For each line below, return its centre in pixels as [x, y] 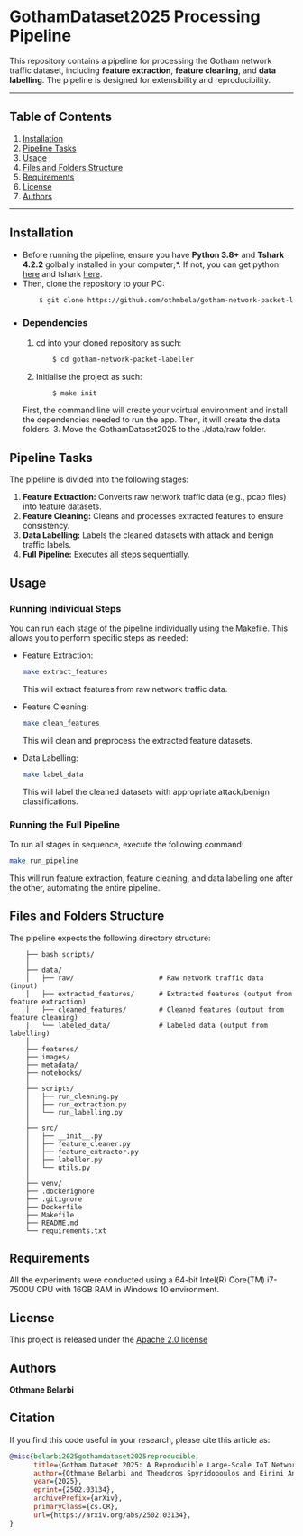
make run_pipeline [44, 861]
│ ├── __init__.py [64, 1136]
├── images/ [48, 1057]
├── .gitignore [54, 1199]
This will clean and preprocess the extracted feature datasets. [138, 740]
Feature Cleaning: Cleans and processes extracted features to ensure [153, 516]
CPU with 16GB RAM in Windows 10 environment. [128, 1290]
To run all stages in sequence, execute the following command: [127, 844]
